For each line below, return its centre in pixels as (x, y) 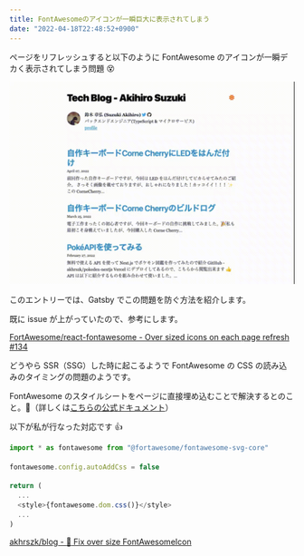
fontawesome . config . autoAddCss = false (85, 467)
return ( (26, 486)
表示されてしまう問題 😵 (70, 68)
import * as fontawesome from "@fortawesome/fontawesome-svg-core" (139, 448)
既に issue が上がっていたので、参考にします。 (96, 318)
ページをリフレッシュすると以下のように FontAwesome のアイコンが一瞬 (145, 57)
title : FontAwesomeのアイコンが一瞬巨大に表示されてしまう (109, 19)
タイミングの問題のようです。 (80, 376)
